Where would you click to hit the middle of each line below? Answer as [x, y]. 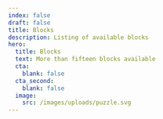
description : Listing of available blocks [78, 37]
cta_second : [35, 81]
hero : [17, 45]
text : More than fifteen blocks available [85, 59]
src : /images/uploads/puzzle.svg [77, 103]
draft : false [29, 23]
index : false [29, 15]
